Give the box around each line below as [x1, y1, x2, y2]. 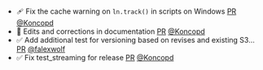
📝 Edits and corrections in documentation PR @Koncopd [15, 27, 205, 36]
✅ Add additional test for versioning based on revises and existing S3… [15, 35, 255, 44]
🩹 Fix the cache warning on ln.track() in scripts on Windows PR [15, 6, 237, 16]
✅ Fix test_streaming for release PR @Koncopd [15, 53, 174, 62]
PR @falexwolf [15, 44, 66, 54]
